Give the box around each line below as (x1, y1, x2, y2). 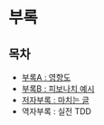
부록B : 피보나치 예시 (21, 83, 95, 94)
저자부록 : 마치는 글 (21, 95, 90, 105)
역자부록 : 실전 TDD (21, 106, 92, 117)
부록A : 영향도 (21, 72, 71, 82)
